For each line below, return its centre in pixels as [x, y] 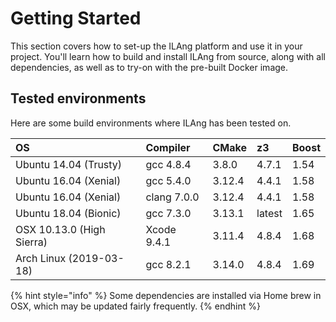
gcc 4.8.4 [168, 164]
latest [269, 213]
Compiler [168, 147]
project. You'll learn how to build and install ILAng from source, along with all [168, 56]
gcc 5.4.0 [168, 180]
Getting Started [76, 18]
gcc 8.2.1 [168, 264]
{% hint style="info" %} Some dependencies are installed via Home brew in [166, 295]
